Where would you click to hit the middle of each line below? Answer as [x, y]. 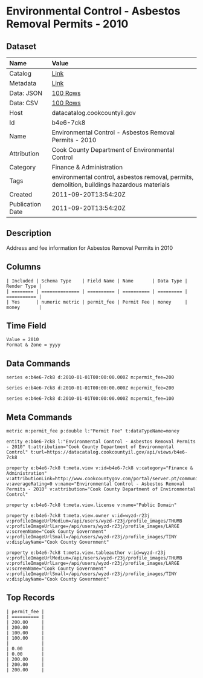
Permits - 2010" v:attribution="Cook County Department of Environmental [101, 489]
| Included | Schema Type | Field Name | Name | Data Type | [97, 281]
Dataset [21, 46]
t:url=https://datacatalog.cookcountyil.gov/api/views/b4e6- [109, 452]
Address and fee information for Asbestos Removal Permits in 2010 [90, 248]
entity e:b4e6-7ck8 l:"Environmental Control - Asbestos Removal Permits [101, 442]
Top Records [31, 598]
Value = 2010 [23, 340]
